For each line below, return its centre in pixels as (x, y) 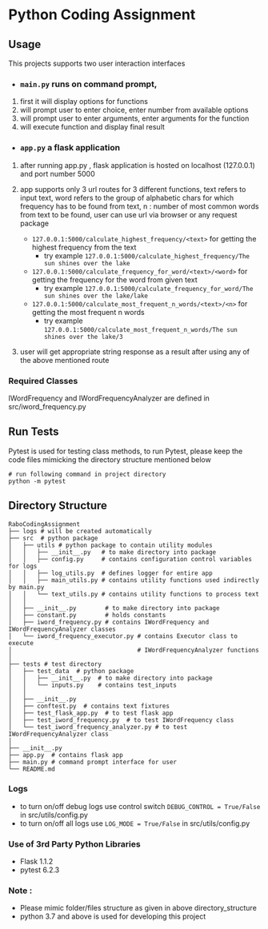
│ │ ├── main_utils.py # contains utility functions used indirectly (134, 580)
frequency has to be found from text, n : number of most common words (139, 206)
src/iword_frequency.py (47, 406)
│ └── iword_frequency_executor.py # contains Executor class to (123, 636)
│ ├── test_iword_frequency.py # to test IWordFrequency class (121, 720)
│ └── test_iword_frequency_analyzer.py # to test (98, 727)
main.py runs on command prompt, (88, 84)
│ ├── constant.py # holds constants (87, 615)
